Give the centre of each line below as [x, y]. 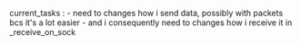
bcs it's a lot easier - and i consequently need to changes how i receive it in [151, 22]
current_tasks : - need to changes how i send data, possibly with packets [146, 13]
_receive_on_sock [43, 32]
